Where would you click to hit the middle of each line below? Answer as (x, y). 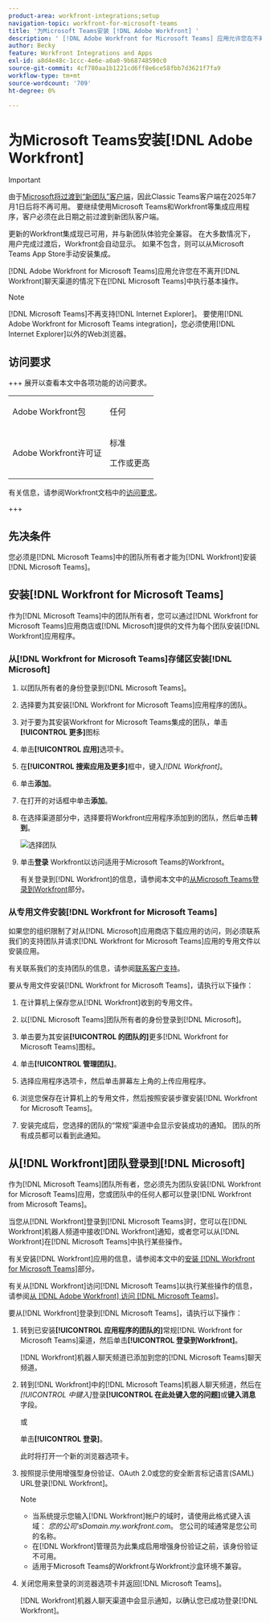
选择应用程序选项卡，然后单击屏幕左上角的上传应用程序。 (115, 1081)
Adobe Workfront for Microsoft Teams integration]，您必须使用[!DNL (122, 324)
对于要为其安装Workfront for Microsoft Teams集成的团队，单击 (124, 722)
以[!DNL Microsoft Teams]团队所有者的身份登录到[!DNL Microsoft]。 (133, 1020)
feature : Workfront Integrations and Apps (80, 53)
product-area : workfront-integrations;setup (84, 16)
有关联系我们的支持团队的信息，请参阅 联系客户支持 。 (96, 968)
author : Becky (32, 46)
